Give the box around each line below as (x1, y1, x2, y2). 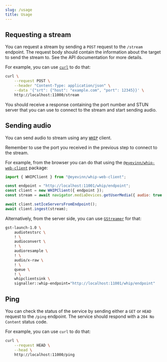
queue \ (14, 267, 30, 272)
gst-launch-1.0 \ (5, 225, 41, 230)
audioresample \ (14, 248, 48, 253)
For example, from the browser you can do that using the (5, 159, 122, 165)
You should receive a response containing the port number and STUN (5, 101, 149, 108)
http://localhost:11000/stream (14, 92, 79, 98)
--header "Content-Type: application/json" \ (14, 83, 111, 88)
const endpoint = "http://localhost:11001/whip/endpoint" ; (5, 183, 131, 188)
